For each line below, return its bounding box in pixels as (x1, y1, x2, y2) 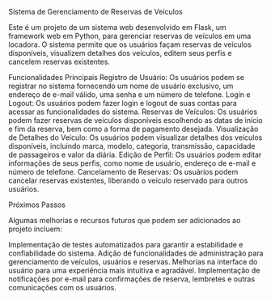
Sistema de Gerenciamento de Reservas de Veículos (8, 7, 184, 16)
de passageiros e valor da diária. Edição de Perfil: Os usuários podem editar (8, 150, 262, 159)
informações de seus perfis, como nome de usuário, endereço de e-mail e (8, 158, 256, 168)
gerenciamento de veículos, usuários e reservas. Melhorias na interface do (8, 257, 258, 266)
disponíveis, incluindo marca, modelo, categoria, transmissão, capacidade (8, 142, 256, 150)
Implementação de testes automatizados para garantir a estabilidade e (8, 240, 243, 249)
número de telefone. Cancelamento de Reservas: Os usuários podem (8, 167, 239, 176)
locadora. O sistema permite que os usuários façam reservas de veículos (8, 40, 252, 49)
